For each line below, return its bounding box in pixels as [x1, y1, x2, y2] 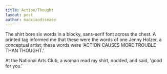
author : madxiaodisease [5, 17, 56, 22]
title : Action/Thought [5, 7, 54, 13]
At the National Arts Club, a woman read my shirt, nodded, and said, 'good [5, 58, 162, 64]
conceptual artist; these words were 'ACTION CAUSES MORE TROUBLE [5, 42, 156, 48]
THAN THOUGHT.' [5, 47, 45, 54]
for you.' [5, 63, 23, 69]
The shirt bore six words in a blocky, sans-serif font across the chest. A [5, 31, 156, 38]
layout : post [5, 12, 33, 17]
